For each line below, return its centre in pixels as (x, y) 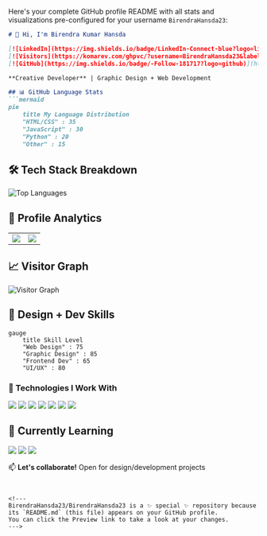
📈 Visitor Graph (48, 267)
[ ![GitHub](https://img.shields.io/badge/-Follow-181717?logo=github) (128, 64)
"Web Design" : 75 (53, 347)
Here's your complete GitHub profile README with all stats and (111, 12)
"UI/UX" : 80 (44, 368)
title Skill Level (53, 340)
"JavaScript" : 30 (53, 129)
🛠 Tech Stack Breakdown (73, 170)
